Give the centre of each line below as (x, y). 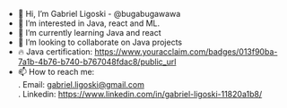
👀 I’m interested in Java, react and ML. (89, 23)
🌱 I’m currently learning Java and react (89, 33)
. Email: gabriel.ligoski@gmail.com (81, 84)
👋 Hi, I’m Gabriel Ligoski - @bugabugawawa (99, 14)
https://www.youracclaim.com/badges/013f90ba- (186, 52)
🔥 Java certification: (55, 52)
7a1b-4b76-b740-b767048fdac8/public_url (97, 62)
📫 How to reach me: (56, 72)
